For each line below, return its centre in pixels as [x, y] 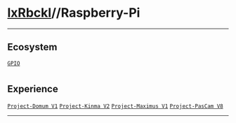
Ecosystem [32, 47]
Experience [33, 89]
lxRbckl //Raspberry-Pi [74, 13]
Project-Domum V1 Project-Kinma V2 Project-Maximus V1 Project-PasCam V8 [115, 106]
